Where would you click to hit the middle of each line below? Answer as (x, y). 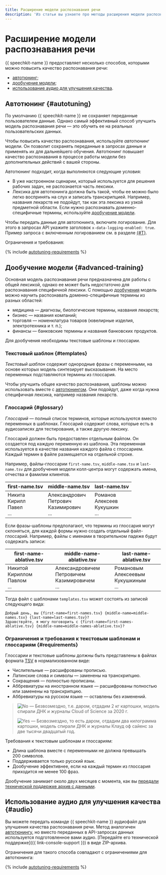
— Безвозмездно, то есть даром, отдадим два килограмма (94, 721)
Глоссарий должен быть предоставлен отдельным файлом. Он (72, 438)
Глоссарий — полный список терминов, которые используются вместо (81, 418)
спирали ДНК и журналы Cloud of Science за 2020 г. (73, 711)
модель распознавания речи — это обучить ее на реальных (69, 126)
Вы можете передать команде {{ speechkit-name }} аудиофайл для (76, 822)
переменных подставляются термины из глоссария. (61, 375)
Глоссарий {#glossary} (34, 407)
